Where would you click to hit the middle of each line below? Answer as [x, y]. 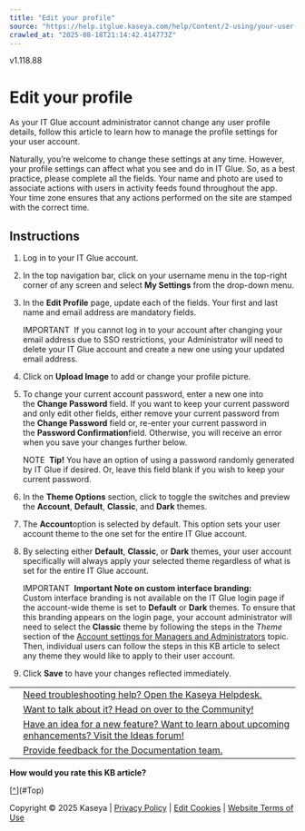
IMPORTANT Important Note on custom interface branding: [137, 589]
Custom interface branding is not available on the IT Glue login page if [153, 598]
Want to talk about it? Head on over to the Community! [138, 709]
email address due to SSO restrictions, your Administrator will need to [152, 340]
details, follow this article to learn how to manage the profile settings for [144, 132]
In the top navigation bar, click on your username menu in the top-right [155, 276]
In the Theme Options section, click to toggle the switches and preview [156, 497]
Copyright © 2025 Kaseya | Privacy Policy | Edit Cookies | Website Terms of [152, 808]
